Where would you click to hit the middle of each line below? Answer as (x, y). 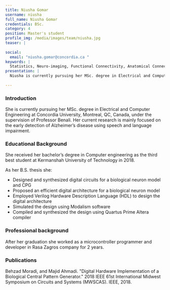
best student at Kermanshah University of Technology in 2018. (70, 160)
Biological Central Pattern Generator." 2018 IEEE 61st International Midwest (83, 276)
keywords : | (18, 62)
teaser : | (16, 43)
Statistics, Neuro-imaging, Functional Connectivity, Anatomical (80, 66)
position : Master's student (35, 33)
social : (13, 52)
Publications (21, 260)
